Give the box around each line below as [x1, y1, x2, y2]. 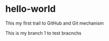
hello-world [5, 3, 56, 15]
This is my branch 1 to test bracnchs [5, 30, 82, 36]
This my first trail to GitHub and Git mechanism [5, 20, 104, 26]
